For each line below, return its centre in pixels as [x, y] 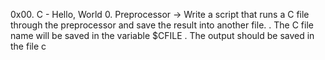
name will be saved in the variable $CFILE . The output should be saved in [162, 35]
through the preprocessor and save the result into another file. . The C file [162, 25]
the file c [28, 46]
